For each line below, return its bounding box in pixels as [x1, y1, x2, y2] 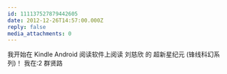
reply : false [7, 23, 46, 30]
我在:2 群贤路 [24, 59, 63, 68]
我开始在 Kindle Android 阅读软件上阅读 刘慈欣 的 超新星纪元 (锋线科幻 [7, 50, 214, 58]
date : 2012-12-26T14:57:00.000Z [7, 17, 104, 24]
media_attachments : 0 [7, 30, 72, 37]
